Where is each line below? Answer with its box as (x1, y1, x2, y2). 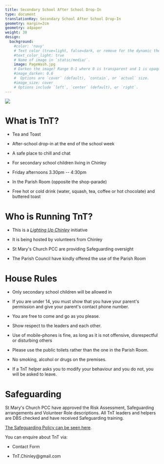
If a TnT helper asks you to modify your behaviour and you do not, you (12, 366, 154, 372)
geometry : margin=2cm (5, 21, 49, 26)
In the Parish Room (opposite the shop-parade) (12, 179, 107, 185)
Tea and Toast (12, 131, 41, 137)
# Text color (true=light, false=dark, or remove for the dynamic (14, 48, 152, 53)
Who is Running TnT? (5, 211, 93, 222)
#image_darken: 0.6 (14, 71, 54, 76)
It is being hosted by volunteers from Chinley (12, 237, 102, 243)
